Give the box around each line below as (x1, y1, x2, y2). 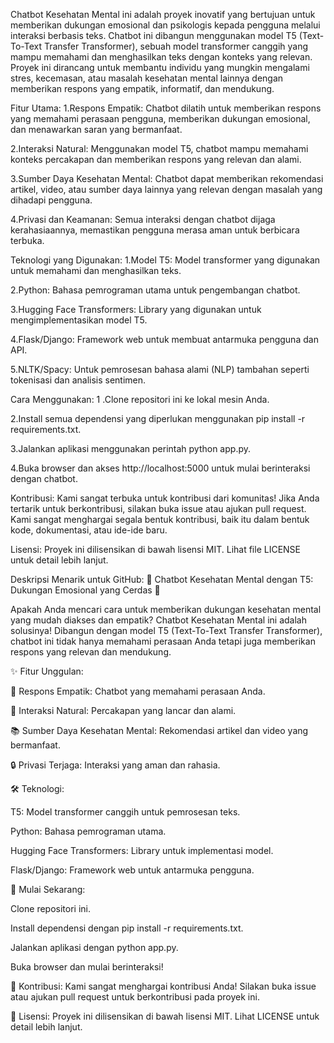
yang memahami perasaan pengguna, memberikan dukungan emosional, (10, 113, 311, 124)
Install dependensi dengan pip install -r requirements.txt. (10, 922, 244, 934)
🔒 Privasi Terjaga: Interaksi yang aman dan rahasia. (10, 759, 221, 771)
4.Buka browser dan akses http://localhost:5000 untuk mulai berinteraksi (10, 462, 311, 474)
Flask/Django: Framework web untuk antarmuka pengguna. (10, 864, 255, 876)
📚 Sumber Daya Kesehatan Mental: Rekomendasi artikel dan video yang (10, 725, 309, 736)
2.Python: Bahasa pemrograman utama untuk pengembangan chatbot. (10, 284, 301, 296)
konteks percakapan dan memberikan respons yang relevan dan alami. (10, 154, 302, 165)
